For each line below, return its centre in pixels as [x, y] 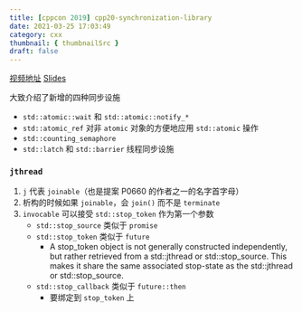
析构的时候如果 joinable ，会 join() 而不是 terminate [121, 203]
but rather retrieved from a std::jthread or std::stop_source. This [168, 256]
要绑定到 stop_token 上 [92, 298]
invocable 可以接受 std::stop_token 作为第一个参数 [118, 214]
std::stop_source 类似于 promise [97, 225]
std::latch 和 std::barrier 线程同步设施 [98, 149]
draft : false [34, 52]
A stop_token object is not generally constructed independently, [168, 247]
